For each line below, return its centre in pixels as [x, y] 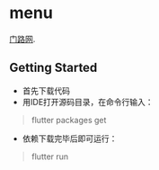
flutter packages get [69, 120]
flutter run [50, 157]
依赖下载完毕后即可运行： [70, 139]
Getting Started [53, 68]
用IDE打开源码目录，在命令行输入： [88, 102]
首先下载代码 [46, 90]
